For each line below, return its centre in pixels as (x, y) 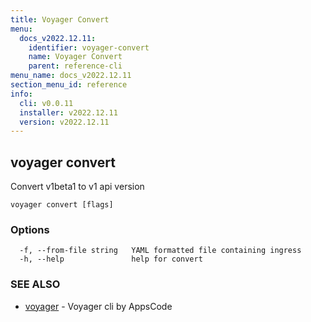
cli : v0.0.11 (46, 103)
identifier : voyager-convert (89, 47)
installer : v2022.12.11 (68, 112)
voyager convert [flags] (62, 205)
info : (21, 94)
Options (30, 229)
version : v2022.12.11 (64, 122)
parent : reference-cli (75, 66)
